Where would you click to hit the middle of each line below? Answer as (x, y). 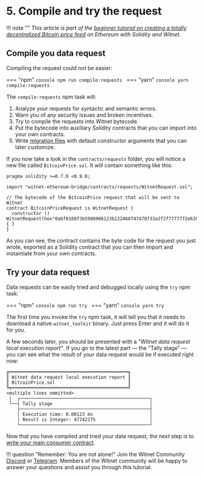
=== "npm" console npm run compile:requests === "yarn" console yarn (98, 79)
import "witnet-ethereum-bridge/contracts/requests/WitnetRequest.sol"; (100, 187)
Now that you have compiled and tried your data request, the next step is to (100, 436)
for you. (16, 330)
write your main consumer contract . (51, 442)
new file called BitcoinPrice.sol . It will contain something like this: (89, 165)
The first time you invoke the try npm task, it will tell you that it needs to (96, 317)
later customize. (35, 147)
